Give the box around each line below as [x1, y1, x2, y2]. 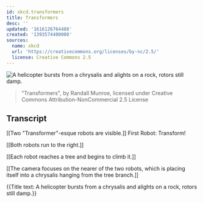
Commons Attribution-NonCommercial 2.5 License [21, 96, 149, 103]
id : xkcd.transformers [6, 9, 64, 15]
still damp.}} [6, 190, 37, 197]
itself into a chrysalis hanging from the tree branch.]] [6, 171, 139, 179]
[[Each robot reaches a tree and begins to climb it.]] [6, 153, 136, 160]
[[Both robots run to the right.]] [6, 141, 84, 149]
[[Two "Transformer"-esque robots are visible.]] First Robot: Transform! [6, 129, 186, 137]
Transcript [6, 113, 47, 124]
